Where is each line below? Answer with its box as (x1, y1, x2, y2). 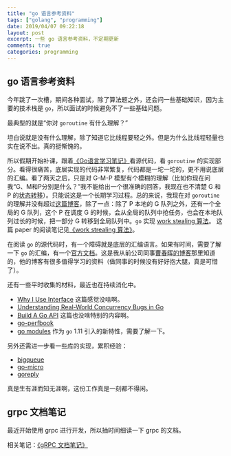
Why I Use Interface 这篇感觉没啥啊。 (16, 295, 124, 303)
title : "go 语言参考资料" (7, 10, 76, 17)
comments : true (7, 42, 51, 49)
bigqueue (16, 355, 45, 364)
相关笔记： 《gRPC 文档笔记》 (7, 440, 88, 448)
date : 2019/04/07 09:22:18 (7, 23, 85, 30)
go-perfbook (16, 318, 54, 327)
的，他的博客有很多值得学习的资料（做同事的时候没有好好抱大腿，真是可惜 (7, 257, 218, 265)
